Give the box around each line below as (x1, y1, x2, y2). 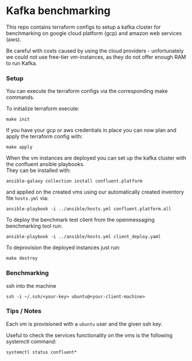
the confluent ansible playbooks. (6, 161, 85, 168)
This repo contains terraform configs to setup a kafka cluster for (6, 23, 161, 30)
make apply (6, 145, 33, 150)
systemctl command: (6, 338, 57, 345)
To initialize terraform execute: (6, 105, 80, 112)
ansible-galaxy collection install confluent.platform (6, 178, 143, 184)
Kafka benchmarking (6, 4, 111, 18)
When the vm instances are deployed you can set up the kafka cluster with (6, 154, 186, 161)
